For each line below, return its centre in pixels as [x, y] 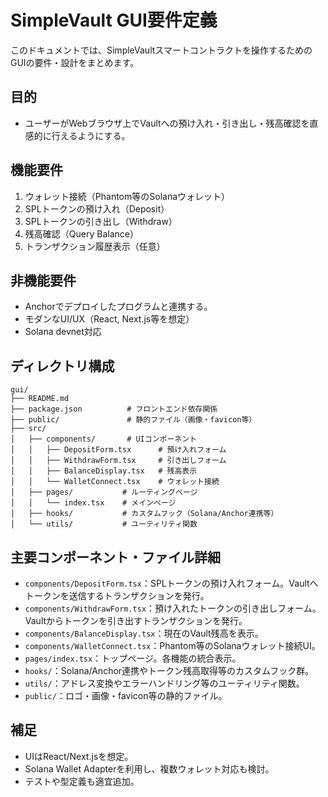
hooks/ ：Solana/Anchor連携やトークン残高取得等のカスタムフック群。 [169, 670]
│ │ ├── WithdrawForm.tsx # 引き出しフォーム [118, 461]
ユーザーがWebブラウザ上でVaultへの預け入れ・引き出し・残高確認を [167, 123]
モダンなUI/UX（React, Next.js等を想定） [109, 319]
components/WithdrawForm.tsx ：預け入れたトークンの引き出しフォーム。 [173, 608]
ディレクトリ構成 [62, 366]
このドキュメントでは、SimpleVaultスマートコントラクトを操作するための [161, 50]
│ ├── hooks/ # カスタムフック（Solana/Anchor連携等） [144, 514]
